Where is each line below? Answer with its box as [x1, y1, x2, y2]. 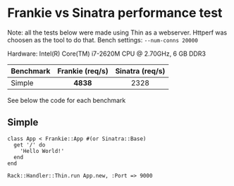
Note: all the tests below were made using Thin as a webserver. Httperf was [7, 28, 228, 37]
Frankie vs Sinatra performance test [7, 5, 223, 21]
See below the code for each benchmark [7, 96, 126, 104]
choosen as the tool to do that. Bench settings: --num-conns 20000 [7, 35, 199, 44]
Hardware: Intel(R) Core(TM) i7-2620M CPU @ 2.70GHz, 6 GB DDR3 [7, 49, 207, 58]
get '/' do [13, 141, 46, 149]
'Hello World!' [20, 147, 65, 154]
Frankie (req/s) [57, 66, 109, 75]
